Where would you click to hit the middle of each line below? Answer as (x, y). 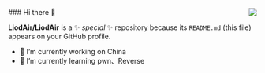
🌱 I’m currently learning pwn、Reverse (82, 61)
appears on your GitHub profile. (60, 36)
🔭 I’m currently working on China (73, 51)
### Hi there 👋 (32, 12)
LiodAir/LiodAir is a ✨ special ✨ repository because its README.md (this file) (130, 27)
